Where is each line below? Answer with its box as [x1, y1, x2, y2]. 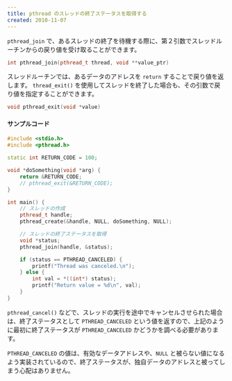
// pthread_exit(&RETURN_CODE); [19, 180, 113, 187]
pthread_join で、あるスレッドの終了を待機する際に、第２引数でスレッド [7, 36, 217, 45]
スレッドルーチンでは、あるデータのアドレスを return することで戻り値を [7, 72, 218, 81]
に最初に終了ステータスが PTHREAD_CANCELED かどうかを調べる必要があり [7, 325, 213, 334]
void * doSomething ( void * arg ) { [7, 167, 101, 174]
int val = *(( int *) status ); [32, 276, 117, 282]
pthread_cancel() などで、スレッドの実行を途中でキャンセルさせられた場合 [7, 308, 223, 316]
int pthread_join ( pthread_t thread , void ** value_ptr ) [7, 59, 169, 66]
